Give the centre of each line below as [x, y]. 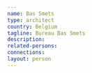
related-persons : [32, 46]
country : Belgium [32, 26]
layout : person [29, 59]
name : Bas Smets [31, 14]
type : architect [31, 20]
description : [26, 40]
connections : [26, 53]
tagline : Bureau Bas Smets [46, 33]
